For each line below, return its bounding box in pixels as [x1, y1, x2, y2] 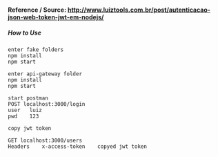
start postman [8, 94, 49, 102]
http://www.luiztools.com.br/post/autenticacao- [67, 6, 211, 14]
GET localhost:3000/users [8, 137, 82, 144]
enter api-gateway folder [8, 70, 82, 77]
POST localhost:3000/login [8, 100, 86, 107]
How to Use [8, 28, 42, 37]
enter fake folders [8, 46, 64, 53]
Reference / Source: [8, 6, 67, 14]
